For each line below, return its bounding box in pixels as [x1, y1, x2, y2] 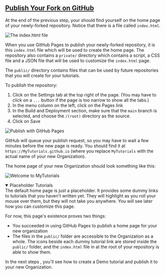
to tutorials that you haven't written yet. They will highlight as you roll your [5, 192, 156, 198]
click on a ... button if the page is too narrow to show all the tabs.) [12, 97, 150, 103]
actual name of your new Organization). [5, 153, 86, 159]
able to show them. [12, 249, 52, 255]
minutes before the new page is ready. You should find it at [5, 143, 125, 149]
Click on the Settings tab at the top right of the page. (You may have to [12, 92, 157, 97]
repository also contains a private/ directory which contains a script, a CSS [5, 52, 160, 58]
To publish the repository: [5, 82, 58, 88]
